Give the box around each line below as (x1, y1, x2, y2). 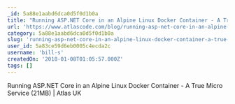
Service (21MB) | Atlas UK (7, 89, 82, 97)
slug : (7, 36, 23, 43)
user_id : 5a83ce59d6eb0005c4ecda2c (7, 43, 111, 50)
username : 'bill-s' (7, 50, 64, 57)
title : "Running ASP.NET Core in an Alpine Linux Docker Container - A (7, 17, 220, 24)
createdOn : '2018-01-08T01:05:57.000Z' (7, 56, 124, 63)
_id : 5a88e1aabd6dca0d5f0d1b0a (7, 10, 99, 17)
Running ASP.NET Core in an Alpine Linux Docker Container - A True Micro (7, 81, 223, 89)
